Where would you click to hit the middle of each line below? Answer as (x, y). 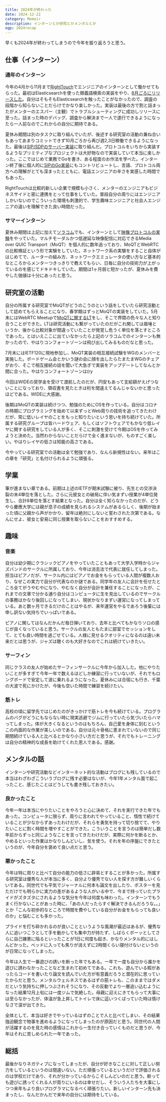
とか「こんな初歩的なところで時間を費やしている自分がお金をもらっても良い (83, 910)
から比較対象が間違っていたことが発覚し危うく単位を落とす (87, 330)
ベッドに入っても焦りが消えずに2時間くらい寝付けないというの (95, 945)
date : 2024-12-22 (23, 14)
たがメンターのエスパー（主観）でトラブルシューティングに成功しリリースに (83, 111)
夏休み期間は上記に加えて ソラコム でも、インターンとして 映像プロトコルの (81, 232)
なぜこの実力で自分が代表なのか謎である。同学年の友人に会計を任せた (85, 582)
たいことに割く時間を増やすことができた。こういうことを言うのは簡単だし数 (83, 829)
